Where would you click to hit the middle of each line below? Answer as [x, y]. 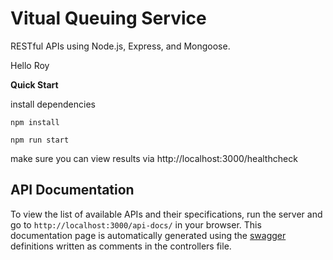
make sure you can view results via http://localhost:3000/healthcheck [154, 158]
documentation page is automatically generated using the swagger [148, 235]
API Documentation [72, 190]
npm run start [40, 140]
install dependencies [53, 104]
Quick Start [34, 84]
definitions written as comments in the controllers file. [121, 246]
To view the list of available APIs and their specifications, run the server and [166, 214]
